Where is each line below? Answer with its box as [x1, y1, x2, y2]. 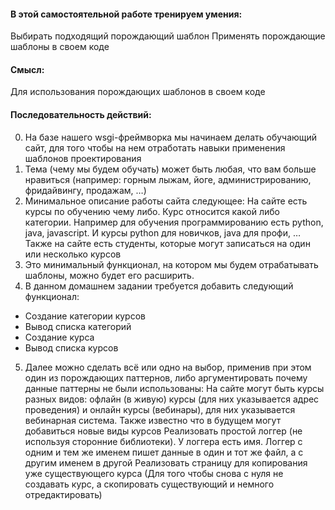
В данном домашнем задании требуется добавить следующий [24, 280, 294, 292]
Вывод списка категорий [24, 320, 132, 332]
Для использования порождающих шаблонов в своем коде [10, 86, 266, 98]
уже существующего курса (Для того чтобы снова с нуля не [24, 467, 284, 479]
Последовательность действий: [10, 109, 152, 120]
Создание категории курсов [24, 310, 146, 322]
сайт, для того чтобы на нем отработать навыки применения [24, 141, 286, 154]
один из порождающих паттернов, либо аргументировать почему [24, 371, 308, 384]
